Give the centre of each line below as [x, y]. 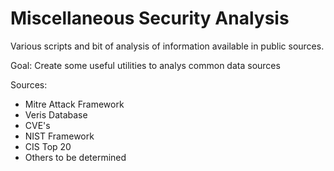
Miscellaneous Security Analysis [150, 18]
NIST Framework [59, 136]
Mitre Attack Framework [74, 104]
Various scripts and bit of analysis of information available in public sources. [167, 46]
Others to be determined [75, 157]
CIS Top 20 [48, 146]
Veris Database [56, 114]
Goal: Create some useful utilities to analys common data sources [145, 65]
